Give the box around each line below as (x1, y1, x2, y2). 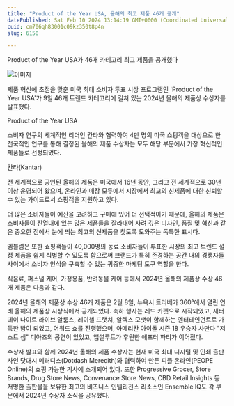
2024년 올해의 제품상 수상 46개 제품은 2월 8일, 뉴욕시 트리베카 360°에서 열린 (7, 298, 219, 306)
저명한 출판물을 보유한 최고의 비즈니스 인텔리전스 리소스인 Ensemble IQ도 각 (7, 382, 214, 391)
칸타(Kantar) (7, 163, 42, 171)
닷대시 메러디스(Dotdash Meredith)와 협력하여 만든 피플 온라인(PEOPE (19, 357, 214, 365)
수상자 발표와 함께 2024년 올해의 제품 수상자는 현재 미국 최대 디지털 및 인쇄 (7, 348, 212, 356)
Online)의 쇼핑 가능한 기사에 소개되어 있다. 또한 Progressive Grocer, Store (7, 365, 211, 373)
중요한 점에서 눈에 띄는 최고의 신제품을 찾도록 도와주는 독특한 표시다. (14, 228, 201, 236)
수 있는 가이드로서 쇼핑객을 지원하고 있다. (7, 196, 119, 204)
